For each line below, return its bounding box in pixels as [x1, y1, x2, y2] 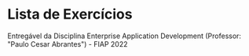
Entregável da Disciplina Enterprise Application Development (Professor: [7, 31, 241, 40]
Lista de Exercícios [7, 5, 133, 23]
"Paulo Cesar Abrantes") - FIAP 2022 [7, 39, 128, 48]
